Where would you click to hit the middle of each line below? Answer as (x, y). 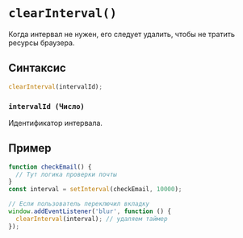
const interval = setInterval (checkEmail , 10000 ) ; (95, 190)
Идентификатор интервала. (56, 123)
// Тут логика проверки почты (66, 174)
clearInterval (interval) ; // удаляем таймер (92, 219)
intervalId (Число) (46, 106)
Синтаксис (37, 68)
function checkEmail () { (50, 167)
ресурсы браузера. (42, 43)
